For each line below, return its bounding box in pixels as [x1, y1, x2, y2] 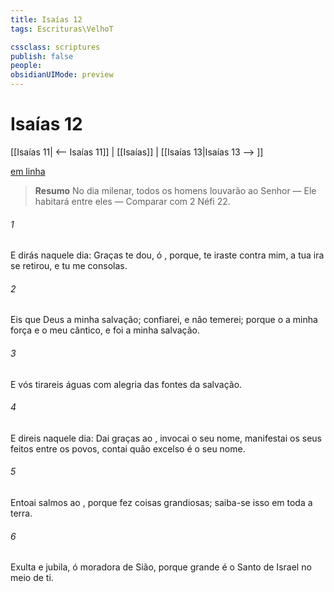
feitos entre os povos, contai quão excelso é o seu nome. [10, 442, 246, 455]
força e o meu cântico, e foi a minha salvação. [10, 324, 201, 336]
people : [10, 61, 43, 71]
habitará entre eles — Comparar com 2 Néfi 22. [34, 195, 231, 207]
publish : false [10, 51, 74, 61]
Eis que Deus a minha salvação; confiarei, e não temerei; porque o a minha [10, 314, 318, 326]
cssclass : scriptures [10, 42, 101, 52]
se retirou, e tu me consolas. [10, 260, 128, 272]
